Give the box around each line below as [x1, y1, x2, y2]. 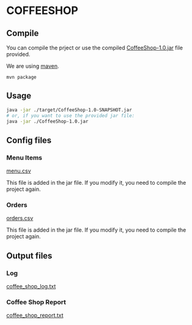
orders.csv [6, 215, 34, 222]
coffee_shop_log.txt [6, 283, 56, 290]
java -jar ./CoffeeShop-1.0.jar [6, 118, 88, 124]
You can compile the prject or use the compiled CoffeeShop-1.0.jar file [6, 44, 183, 51]
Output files [6, 251, 53, 261]
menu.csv [6, 167, 32, 174]
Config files [6, 135, 52, 145]
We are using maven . [6, 62, 60, 70]
